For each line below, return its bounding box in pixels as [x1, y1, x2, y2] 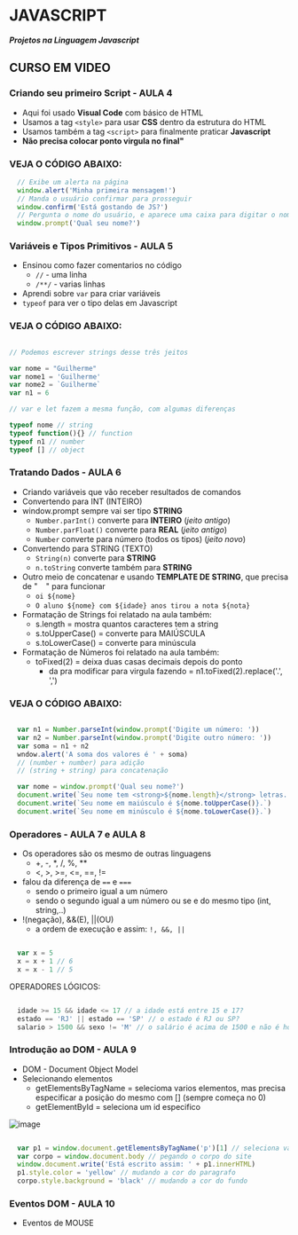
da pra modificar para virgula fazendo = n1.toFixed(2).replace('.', [48, 665, 283, 676]
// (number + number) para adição [17, 758, 145, 767]
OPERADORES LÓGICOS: [9, 981, 101, 992]
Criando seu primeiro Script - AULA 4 [9, 87, 173, 99]
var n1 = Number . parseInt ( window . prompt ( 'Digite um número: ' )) [17, 725, 260, 735]
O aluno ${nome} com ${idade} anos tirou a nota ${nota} [35, 601, 251, 610]
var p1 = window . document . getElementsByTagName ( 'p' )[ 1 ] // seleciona [17, 1144, 279, 1152]
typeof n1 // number [9, 437, 86, 446]
